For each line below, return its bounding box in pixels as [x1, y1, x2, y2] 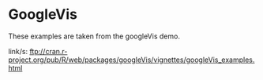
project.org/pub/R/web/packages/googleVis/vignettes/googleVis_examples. [8, 55, 255, 64]
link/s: [8, 46, 28, 56]
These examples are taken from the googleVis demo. [8, 31, 180, 41]
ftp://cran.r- [29, 46, 68, 56]
